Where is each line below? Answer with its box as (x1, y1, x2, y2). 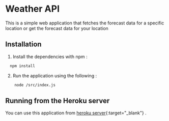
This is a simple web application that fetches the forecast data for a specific (5, 20, 164, 26)
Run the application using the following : (12, 72, 97, 79)
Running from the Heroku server (5, 96, 110, 105)
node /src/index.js (14, 82, 56, 87)
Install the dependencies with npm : (12, 53, 88, 59)
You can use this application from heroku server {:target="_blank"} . (5, 110, 147, 116)
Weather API (5, 3, 60, 15)
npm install (10, 63, 36, 69)
